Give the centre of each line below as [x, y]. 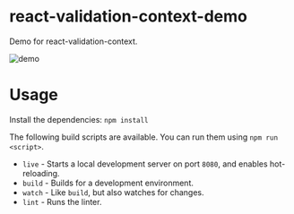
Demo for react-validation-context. [73, 41]
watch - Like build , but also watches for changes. [113, 192]
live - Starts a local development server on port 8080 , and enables [145, 164]
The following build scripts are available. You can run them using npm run [144, 137]
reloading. [41, 173]
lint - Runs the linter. [62, 201]
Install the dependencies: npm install [79, 119]
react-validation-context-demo [129, 17]
